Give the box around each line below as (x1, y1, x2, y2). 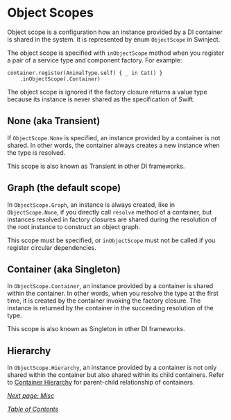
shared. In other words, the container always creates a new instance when (7, 141, 220, 149)
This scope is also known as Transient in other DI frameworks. (7, 162, 185, 170)
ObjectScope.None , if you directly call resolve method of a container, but (7, 208, 212, 216)
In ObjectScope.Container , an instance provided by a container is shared (7, 282, 214, 290)
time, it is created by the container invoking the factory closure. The (7, 296, 201, 305)
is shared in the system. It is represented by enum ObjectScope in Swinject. (7, 35, 221, 43)
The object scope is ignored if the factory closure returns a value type (7, 87, 207, 96)
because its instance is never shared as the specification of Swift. (7, 95, 196, 103)
